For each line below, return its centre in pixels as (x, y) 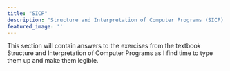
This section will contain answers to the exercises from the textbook (104, 46)
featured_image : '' (35, 26)
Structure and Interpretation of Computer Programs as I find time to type (110, 53)
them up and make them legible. (53, 61)
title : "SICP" (28, 13)
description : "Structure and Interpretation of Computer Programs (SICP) (116, 20)
